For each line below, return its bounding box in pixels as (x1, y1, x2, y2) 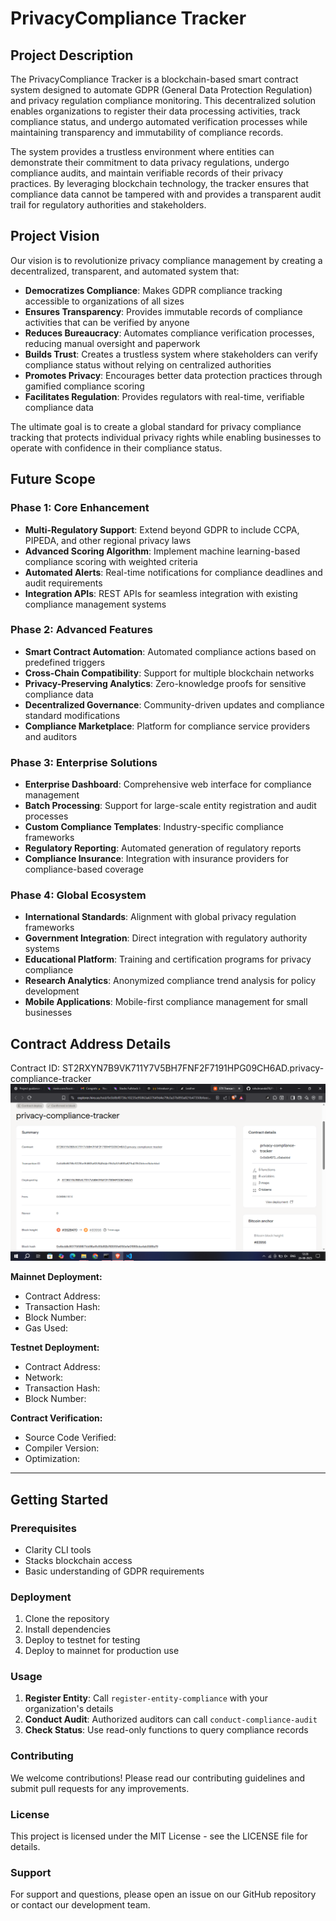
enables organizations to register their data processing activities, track (10, 105, 301, 117)
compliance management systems (24, 598, 167, 610)
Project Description (10, 47, 134, 64)
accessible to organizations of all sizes (24, 295, 185, 307)
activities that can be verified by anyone (24, 316, 190, 328)
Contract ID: (10, 1062, 61, 1074)
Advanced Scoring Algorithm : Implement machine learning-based (24, 545, 301, 557)
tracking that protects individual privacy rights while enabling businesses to (10, 431, 322, 443)
